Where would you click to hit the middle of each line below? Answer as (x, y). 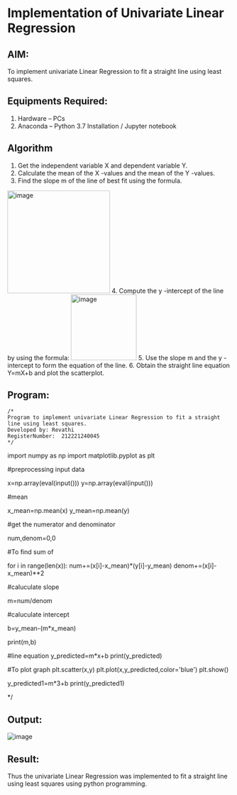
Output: (25, 719)
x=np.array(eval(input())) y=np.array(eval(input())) (81, 483)
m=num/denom (30, 601)
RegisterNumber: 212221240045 (54, 436)
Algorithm (30, 148)
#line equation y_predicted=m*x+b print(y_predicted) (85, 656)
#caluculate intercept (38, 615)
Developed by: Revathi (41, 430)
